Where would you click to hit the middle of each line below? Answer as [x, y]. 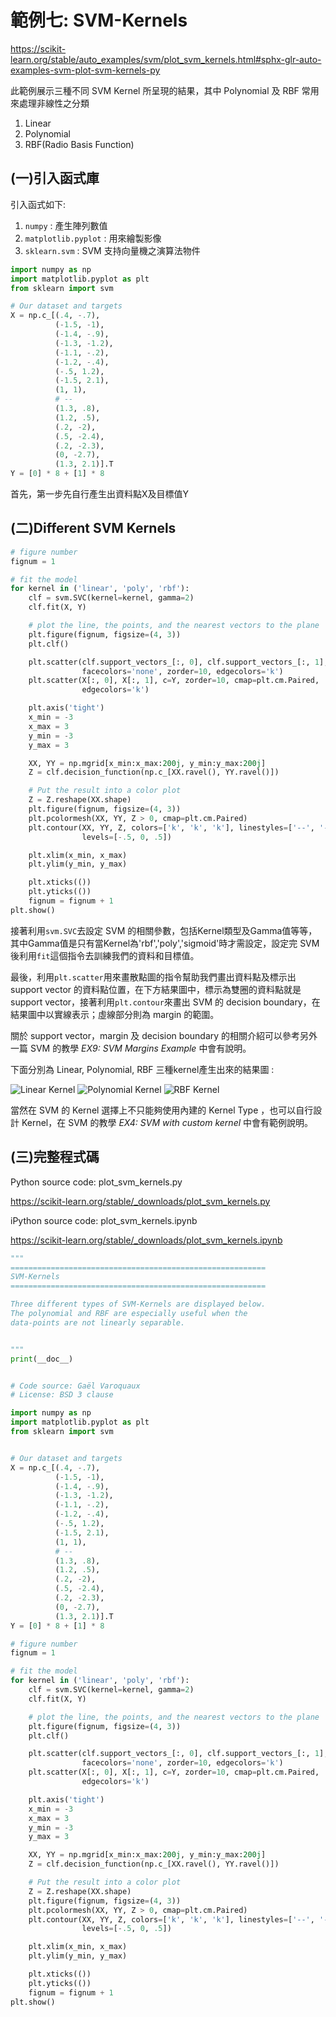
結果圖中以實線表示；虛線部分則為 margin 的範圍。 [115, 1014]
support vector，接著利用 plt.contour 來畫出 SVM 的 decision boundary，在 [165, 1002]
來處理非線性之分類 [50, 103]
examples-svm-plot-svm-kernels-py [85, 70]
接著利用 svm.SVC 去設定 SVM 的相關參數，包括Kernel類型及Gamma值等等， [164, 930]
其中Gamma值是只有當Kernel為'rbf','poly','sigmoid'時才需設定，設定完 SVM [165, 943]
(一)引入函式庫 [55, 178]
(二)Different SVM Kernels [93, 528]
